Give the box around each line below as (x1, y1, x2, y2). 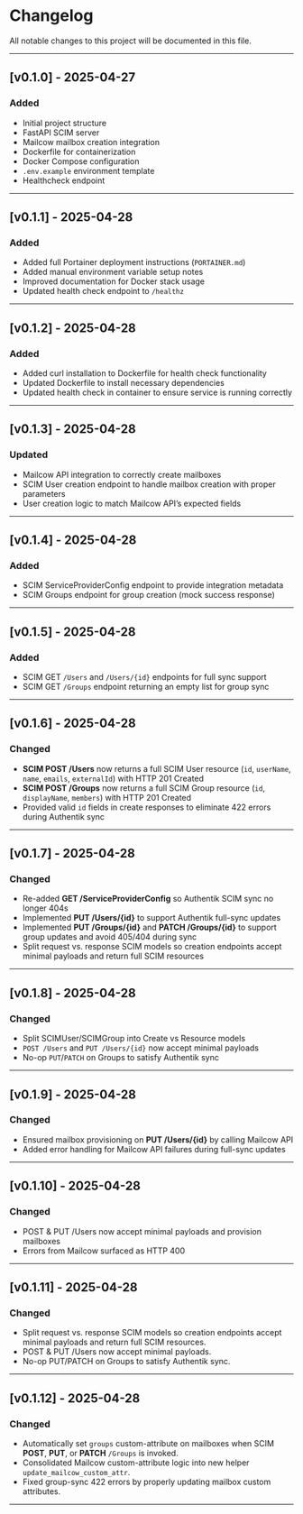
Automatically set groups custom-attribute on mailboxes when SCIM (22, 1437, 275, 1448)
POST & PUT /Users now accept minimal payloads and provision (22, 1225, 262, 1236)
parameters (22, 488, 66, 499)
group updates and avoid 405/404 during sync (22, 931, 197, 942)
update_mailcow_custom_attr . (22, 1466, 131, 1477)
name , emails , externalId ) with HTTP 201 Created (22, 773, 205, 784)
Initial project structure (22, 117, 107, 128)
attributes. (22, 1485, 61, 1497)
